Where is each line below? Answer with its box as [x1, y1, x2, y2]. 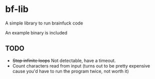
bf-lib [5, 3, 29, 15]
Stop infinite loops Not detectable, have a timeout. [12, 57, 116, 63]
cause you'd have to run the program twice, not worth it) [12, 68, 129, 74]
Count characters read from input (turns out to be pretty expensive [12, 62, 150, 68]
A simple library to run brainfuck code [5, 20, 83, 26]
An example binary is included [5, 29, 67, 35]
